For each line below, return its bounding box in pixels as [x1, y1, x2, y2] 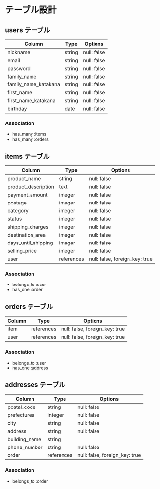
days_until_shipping [7, 240, 53, 246]
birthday [7, 105, 27, 112]
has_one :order [12, 287, 43, 293]
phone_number [7, 444, 43, 451]
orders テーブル [5, 302, 53, 311]
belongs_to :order [12, 478, 48, 484]
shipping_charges [7, 223, 49, 230]
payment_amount [7, 191, 48, 198]
